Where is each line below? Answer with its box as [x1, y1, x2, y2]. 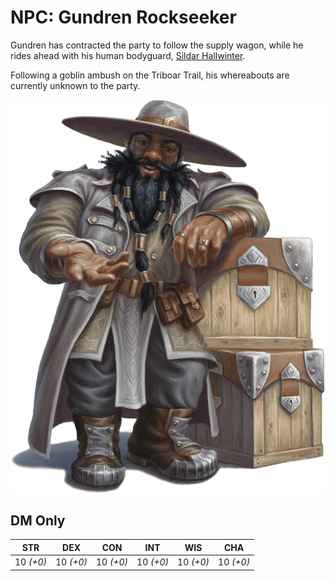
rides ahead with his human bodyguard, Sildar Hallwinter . [10, 49, 246, 61]
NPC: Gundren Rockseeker [10, 6, 237, 29]
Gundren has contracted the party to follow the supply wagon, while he [10, 39, 304, 51]
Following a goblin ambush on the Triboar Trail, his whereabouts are [10, 69, 290, 81]
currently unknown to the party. [10, 79, 141, 91]
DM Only [10, 512, 66, 529]
